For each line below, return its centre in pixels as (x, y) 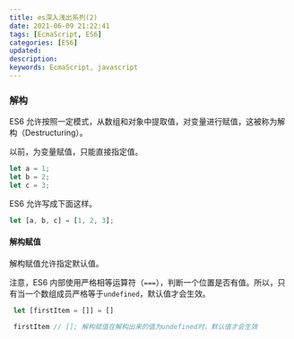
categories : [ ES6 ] (43, 42)
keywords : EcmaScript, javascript (74, 68)
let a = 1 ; (30, 169)
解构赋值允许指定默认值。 (56, 263)
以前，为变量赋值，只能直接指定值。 (76, 152)
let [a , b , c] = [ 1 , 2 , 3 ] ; (62, 220)
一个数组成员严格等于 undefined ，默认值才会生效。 (117, 293)
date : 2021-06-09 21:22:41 (60, 26)
